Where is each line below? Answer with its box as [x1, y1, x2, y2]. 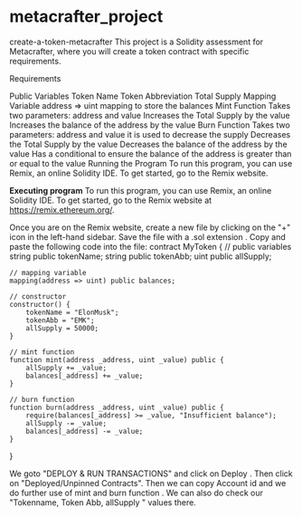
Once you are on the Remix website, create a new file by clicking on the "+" [9, 222, 291, 233]
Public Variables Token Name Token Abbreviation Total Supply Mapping [9, 91, 277, 101]
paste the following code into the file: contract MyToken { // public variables [9, 241, 292, 252]
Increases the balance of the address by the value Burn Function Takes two [9, 120, 291, 130]
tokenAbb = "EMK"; [25, 315, 95, 325]
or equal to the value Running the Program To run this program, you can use [9, 158, 293, 168]
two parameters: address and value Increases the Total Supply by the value [9, 110, 291, 120]
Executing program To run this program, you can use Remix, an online [9, 185, 272, 196]
